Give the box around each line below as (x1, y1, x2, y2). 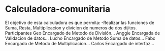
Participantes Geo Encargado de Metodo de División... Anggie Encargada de (5, 30, 160, 36)
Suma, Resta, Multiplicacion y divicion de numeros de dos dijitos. (5, 25, 137, 30)
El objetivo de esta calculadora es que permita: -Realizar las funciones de (5, 20, 155, 25)
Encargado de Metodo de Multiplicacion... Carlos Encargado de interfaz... (5, 40, 154, 46)
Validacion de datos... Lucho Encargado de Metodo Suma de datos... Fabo (5, 35, 156, 41)
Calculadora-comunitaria (5, 3, 111, 15)
